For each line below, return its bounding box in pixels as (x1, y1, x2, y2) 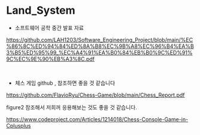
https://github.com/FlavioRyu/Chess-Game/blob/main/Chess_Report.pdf (6, 91, 185, 98)
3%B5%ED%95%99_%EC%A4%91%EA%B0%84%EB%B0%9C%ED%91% (6, 49, 193, 56)
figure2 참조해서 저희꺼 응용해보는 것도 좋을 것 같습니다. (6, 103, 138, 111)
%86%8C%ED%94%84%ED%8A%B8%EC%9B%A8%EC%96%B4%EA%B (6, 43, 195, 50)
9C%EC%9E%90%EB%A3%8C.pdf (6, 55, 95, 62)
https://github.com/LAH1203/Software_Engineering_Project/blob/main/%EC (6, 36, 193, 43)
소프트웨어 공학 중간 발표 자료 (14, 24, 84, 31)
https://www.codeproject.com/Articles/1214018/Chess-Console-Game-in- (6, 115, 189, 123)
